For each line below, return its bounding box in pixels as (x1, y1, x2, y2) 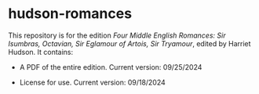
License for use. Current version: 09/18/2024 (19, 78, 166, 87)
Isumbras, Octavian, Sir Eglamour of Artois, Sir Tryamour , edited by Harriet (8, 38, 251, 48)
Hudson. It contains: (8, 47, 74, 56)
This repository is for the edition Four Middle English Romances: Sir (8, 31, 226, 40)
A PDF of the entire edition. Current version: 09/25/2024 (19, 62, 202, 71)
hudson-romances (8, 5, 132, 23)
